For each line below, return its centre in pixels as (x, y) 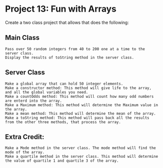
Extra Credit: (25, 137)
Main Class (22, 38)
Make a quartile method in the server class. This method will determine (82, 157)
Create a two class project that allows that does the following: (67, 22)
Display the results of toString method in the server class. (70, 57)
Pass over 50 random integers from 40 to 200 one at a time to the (75, 49)
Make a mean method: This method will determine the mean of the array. (81, 113)
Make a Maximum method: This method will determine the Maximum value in (82, 105)
